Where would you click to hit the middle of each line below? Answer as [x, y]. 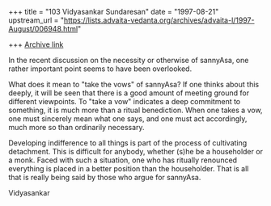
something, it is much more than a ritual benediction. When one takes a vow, [135, 110]
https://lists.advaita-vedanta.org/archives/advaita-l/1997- [159, 20]
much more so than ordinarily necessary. [76, 127]
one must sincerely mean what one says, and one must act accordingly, [128, 119]
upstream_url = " [36, 20]
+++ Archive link [36, 44]
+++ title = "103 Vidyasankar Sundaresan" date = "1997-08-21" [114, 12]
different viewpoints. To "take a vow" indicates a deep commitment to [125, 101]
